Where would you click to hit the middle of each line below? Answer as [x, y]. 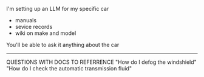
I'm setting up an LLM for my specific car [58, 9]
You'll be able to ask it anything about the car [63, 45]
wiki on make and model [46, 33]
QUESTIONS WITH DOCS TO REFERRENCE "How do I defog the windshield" [102, 62]
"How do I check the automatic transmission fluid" [69, 68]
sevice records [34, 27]
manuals [26, 20]
